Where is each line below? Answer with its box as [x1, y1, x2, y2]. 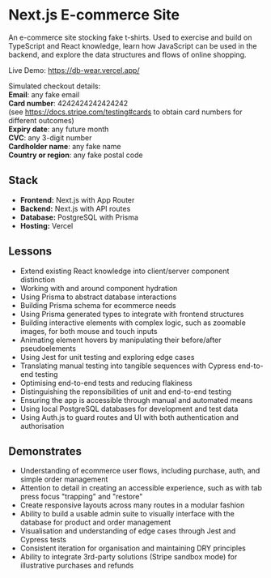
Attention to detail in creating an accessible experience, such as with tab [19, 483, 263, 493]
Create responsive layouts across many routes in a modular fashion [19, 500, 245, 510]
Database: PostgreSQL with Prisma [19, 212, 139, 222]
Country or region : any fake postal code [8, 150, 143, 160]
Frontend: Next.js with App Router [19, 195, 135, 204]
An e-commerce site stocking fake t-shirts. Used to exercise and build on [8, 32, 252, 42]
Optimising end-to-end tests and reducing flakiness [19, 378, 193, 387]
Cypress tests [19, 535, 67, 545]
